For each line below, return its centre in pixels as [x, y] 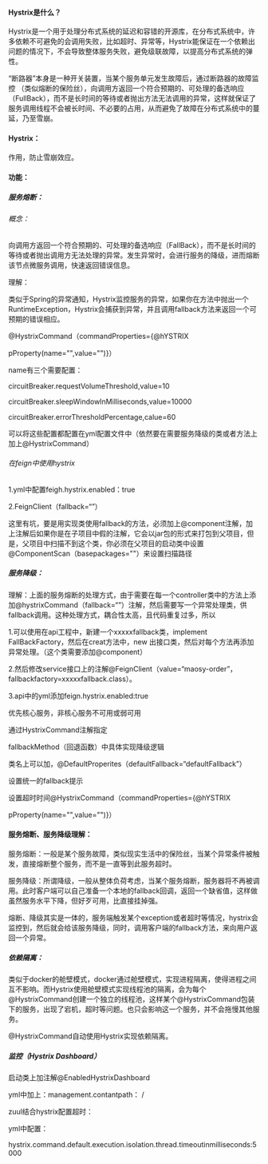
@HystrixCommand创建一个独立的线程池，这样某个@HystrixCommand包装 [132, 999]
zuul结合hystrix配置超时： [51, 1111]
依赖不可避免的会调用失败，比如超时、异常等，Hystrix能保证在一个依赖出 [135, 42]
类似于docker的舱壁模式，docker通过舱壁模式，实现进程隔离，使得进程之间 [132, 979]
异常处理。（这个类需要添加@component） [78, 652]
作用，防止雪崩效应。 [43, 157]
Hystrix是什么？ [35, 12]
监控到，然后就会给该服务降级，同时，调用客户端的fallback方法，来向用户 [130, 927]
